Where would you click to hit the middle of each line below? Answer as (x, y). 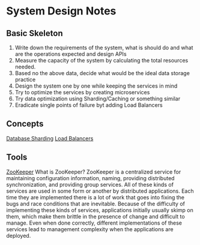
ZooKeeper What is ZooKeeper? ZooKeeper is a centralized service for (94, 172)
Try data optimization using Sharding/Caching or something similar (98, 98)
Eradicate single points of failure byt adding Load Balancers (89, 105)
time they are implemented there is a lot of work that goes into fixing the (95, 197)
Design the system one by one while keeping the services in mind (96, 86)
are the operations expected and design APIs (71, 54)
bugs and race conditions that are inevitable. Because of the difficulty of (95, 204)
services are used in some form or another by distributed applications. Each (100, 191)
